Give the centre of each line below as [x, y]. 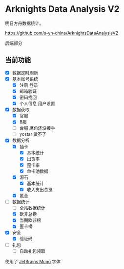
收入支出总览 [40, 189]
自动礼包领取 [32, 251]
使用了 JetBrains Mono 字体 [33, 261]
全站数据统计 [32, 208]
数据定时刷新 [25, 73]
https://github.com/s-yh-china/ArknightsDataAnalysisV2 [62, 33]
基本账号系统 [25, 79]
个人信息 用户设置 [37, 103]
